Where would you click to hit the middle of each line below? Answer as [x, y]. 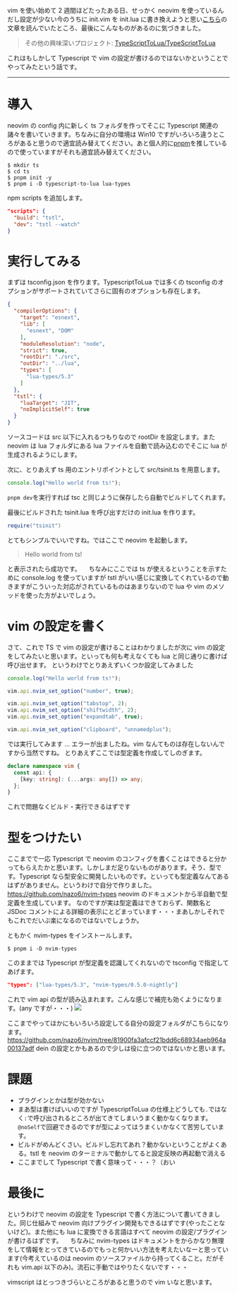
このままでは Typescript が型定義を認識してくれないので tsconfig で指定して [118, 963]
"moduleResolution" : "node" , [63, 344]
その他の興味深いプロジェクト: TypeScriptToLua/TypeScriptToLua [120, 43]
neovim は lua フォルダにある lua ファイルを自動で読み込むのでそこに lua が [117, 446]
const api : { [33, 772]
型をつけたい [45, 838]
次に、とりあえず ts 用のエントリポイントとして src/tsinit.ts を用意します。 [116, 469]
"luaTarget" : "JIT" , [50, 403]
